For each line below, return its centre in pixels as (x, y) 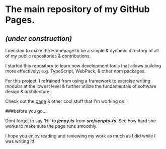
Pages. (20, 20)
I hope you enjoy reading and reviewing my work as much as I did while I (80, 136)
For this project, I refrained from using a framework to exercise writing (78, 81)
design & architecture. (28, 91)
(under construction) (39, 39)
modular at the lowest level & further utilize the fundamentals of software (81, 86)
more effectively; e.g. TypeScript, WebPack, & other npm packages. (75, 71)
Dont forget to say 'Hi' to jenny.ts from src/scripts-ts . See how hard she (80, 121)
